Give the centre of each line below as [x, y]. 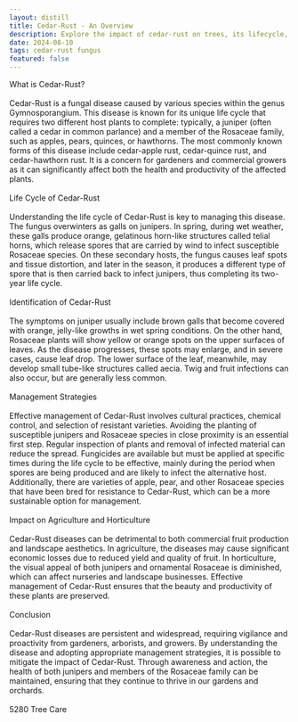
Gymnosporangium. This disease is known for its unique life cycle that [138, 113]
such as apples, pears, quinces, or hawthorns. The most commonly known [146, 141]
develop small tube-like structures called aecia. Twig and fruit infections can [149, 368]
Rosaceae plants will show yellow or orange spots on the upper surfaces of [147, 340]
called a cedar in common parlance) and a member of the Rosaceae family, [147, 131]
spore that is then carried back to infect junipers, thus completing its [134, 274]
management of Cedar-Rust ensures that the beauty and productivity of [141, 586]
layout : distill [39, 17]
